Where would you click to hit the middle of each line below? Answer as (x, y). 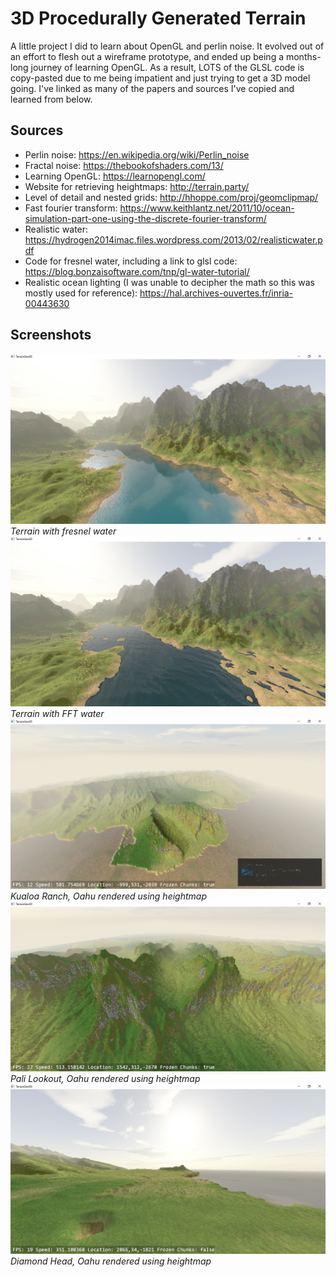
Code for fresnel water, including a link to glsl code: (131, 261)
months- (303, 56)
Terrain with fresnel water (63, 531)
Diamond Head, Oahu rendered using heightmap (111, 1261)
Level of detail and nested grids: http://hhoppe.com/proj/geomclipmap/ (171, 197)
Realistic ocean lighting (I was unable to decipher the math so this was (169, 282)
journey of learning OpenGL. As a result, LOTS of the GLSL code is (167, 67)
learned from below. (51, 99)
